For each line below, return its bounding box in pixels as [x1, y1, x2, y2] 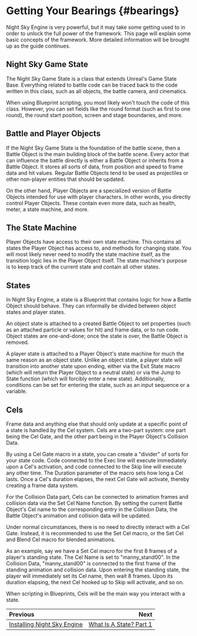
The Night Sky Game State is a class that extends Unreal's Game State [6, 75, 177, 82]
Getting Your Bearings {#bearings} [6, 4, 179, 18]
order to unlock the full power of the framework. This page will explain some [6, 29, 191, 37]
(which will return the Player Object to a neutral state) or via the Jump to [6, 369, 181, 376]
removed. [6, 339, 29, 346]
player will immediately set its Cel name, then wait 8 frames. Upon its [6, 572, 173, 579]
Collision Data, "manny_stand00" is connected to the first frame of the [6, 560, 176, 567]
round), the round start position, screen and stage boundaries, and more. [6, 111, 183, 118]
